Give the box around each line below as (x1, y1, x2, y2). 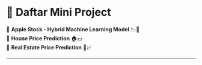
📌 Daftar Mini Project (6, 5, 111, 19)
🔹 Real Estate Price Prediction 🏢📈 (6, 43, 92, 51)
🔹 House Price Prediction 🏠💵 (6, 34, 82, 42)
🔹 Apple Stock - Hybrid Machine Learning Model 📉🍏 (6, 25, 140, 32)
